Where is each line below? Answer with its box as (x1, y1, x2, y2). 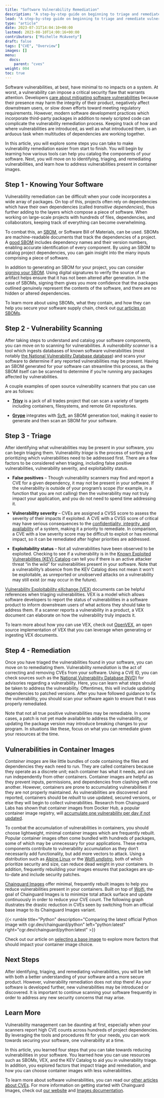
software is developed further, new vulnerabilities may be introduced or (5, 984, 149, 990)
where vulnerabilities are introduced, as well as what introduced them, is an (5, 126, 157, 131)
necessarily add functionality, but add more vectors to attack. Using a (5, 851, 145, 857)
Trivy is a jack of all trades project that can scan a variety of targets (12, 398, 149, 404)
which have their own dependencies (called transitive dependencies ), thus (5, 204, 155, 210)
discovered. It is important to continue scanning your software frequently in (5, 989, 157, 995)
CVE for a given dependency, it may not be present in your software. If (12, 480, 154, 486)
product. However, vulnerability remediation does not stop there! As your (5, 979, 151, 985)
